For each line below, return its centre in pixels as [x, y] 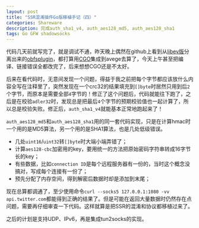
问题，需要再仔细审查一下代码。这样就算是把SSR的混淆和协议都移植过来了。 [99, 207]
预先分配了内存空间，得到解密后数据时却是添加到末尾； [82, 179]
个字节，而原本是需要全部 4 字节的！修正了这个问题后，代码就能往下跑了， [96, 94]
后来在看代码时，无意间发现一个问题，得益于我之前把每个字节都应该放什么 [97, 79]
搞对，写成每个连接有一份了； [51, 171]
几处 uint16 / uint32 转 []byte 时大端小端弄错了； [71, 142]
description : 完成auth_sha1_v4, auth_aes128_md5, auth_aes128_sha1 [91, 28]
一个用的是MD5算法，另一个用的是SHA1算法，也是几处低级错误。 [86, 129]
